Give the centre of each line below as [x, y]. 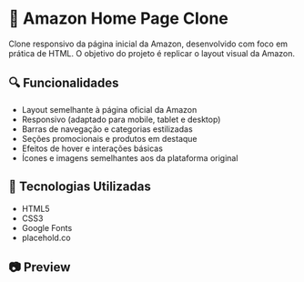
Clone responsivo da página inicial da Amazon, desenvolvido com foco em [148, 44]
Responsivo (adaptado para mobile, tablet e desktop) [121, 119]
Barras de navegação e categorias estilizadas [107, 129]
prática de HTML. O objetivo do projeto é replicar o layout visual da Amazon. [152, 53]
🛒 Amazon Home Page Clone [119, 19]
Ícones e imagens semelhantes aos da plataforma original [130, 157]
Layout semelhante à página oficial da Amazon [109, 109]
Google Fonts [47, 227]
